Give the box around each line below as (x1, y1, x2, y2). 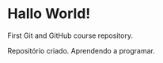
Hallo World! (7, 5, 91, 23)
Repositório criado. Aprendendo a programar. (7, 46, 155, 55)
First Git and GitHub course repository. (7, 31, 134, 40)
